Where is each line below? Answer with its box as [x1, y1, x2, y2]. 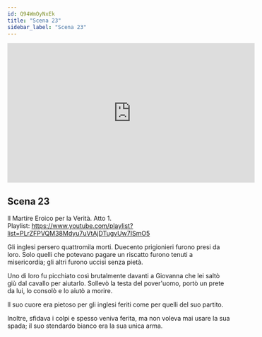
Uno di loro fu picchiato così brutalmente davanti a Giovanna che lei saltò [7, 272, 220, 280]
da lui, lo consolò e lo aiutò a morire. [7, 287, 113, 295]
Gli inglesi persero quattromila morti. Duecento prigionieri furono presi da [7, 243, 220, 251]
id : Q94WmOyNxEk [7, 10, 55, 18]
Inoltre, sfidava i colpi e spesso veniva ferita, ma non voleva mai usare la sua [7, 314, 230, 323]
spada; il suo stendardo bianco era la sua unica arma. [7, 321, 163, 330]
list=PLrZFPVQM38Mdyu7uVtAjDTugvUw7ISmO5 [7, 229, 150, 238]
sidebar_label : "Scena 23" [7, 23, 87, 30]
